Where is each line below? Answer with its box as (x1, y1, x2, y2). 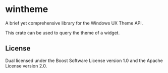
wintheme (5, 3, 48, 15)
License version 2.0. (5, 62, 47, 68)
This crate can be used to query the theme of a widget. (5, 29, 120, 35)
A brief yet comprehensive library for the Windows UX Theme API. (5, 20, 143, 26)
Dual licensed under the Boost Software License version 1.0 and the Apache (5, 57, 163, 63)
